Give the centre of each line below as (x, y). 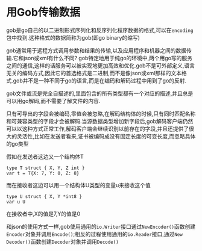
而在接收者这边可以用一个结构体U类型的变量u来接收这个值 (78, 185)
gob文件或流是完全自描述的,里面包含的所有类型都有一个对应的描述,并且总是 (100, 93)
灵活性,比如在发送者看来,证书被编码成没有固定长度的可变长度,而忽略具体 (106, 136)
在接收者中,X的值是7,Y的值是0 (43, 214)
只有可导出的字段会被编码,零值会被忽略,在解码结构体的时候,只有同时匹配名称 (101, 113)
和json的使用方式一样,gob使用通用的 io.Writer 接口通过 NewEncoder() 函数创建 (101, 226)
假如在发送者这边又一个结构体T (45, 156)
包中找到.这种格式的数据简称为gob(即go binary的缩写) (73, 37)
